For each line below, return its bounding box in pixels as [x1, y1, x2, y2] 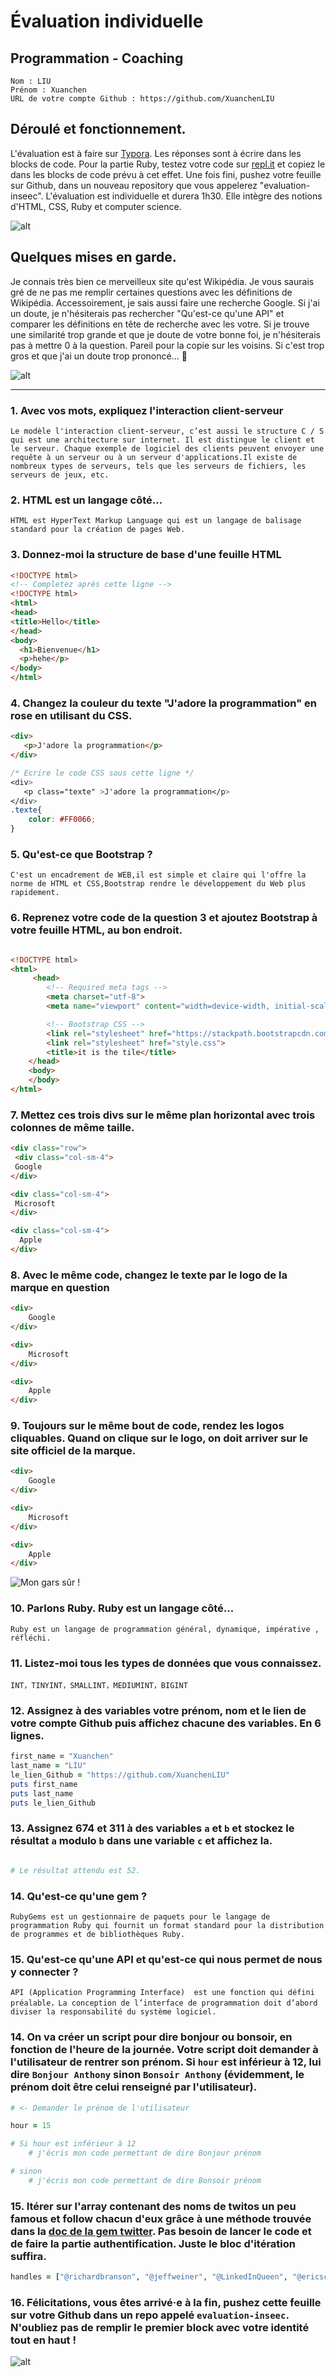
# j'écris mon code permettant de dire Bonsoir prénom [28, 2175, 262, 2185]
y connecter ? [10, 1965, 79, 1979]
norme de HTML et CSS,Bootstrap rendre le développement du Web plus [10, 879, 307, 889]
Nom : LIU [10, 76, 52, 86]
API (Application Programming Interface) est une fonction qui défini [10, 1988, 315, 1998]
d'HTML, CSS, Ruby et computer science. [10, 200, 182, 212]
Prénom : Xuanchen [10, 85, 87, 95]
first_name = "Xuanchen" [10, 1751, 114, 1762]
